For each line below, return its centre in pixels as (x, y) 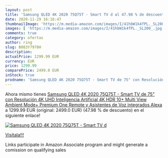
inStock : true (20, 75)
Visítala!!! (14, 135)
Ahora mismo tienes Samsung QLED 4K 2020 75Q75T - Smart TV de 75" (80, 94)
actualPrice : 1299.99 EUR (32, 56)
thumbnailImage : (22, 24)
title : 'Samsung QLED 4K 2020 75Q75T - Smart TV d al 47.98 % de (74, 15)
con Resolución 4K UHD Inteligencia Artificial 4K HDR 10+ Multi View (76, 99)
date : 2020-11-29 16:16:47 (33, 19)
